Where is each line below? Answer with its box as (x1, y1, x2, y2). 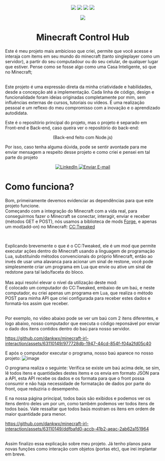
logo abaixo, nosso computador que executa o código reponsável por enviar (5, 320, 160, 326)
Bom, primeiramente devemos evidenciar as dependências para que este (5, 197, 154, 203)
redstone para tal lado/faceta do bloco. (5, 269, 85, 275)
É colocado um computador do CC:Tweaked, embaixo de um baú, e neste (5, 284, 155, 290)
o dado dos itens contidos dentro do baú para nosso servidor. (5, 325, 131, 331)
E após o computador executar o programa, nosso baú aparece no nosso (5, 350, 154, 356)
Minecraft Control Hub (36, 32, 130, 43)
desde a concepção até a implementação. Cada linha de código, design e (5, 89, 154, 95)
